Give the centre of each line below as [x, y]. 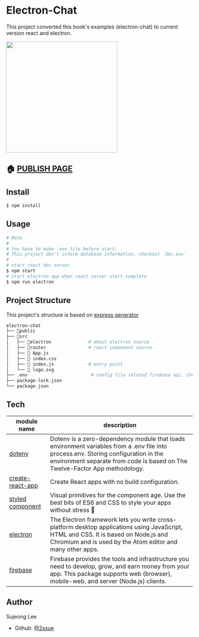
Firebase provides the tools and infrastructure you [120, 559]
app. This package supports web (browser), [111, 574]
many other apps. [74, 549]
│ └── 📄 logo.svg [30, 370]
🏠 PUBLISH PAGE [39, 169]
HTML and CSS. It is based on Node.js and [109, 534]
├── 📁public [21, 331]
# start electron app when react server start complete [76, 276]
